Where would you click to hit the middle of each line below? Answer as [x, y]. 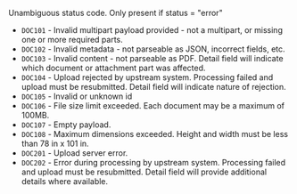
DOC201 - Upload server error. [74, 153]
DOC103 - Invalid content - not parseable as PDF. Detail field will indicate [152, 58]
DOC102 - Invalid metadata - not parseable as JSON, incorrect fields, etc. [153, 49]
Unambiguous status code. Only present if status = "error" [116, 13]
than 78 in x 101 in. [55, 143]
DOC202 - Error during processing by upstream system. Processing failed [153, 162]
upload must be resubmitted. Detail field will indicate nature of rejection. [153, 87]
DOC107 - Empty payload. [66, 125]
